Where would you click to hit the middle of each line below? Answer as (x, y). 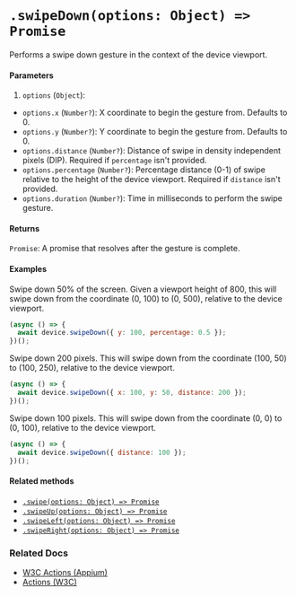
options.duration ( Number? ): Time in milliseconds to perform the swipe (152, 198)
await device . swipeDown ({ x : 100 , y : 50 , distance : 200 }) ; (132, 393)
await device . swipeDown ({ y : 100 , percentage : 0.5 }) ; (122, 333)
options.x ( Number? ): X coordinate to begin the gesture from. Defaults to (155, 113)
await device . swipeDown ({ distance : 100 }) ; (102, 452)
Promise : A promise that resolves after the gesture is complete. (125, 249)
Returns (25, 228)
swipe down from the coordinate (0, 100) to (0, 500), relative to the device (146, 298)
